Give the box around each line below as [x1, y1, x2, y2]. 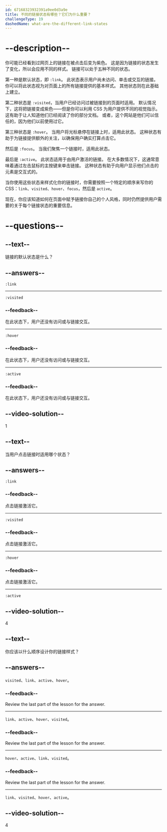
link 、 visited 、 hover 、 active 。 [5, 794, 72, 800]
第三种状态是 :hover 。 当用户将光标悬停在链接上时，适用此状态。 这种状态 [5, 129, 158, 135]
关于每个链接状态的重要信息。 [13, 202, 75, 208]
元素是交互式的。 [5, 169, 40, 175]
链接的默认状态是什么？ [5, 254, 53, 260]
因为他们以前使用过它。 [18, 118, 66, 125]
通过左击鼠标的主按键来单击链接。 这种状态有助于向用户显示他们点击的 [13, 163, 159, 168]
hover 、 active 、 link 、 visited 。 [5, 755, 72, 761]
